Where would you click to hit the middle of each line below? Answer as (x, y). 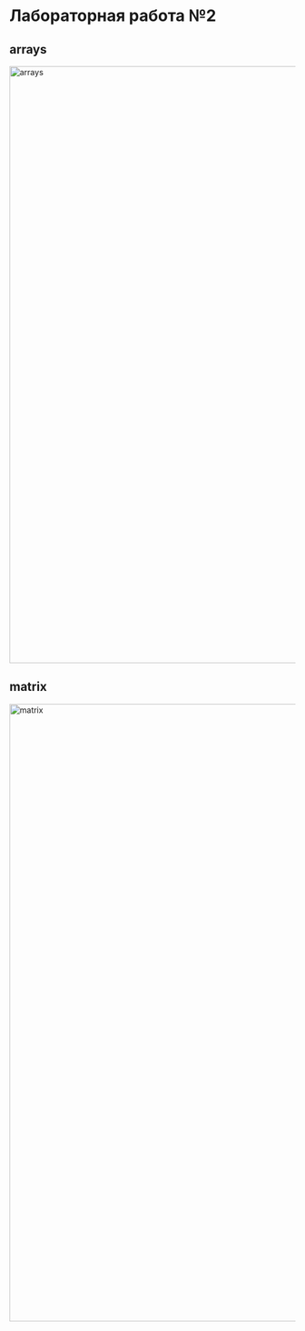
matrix (28, 687)
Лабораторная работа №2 (113, 16)
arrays (28, 49)
